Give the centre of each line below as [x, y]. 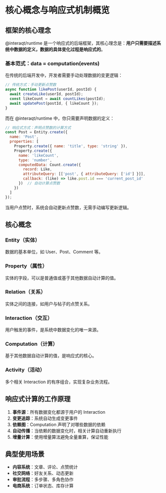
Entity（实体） [23, 240]
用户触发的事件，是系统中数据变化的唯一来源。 [53, 330]
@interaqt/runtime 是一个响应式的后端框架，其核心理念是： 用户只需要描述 [81, 43]
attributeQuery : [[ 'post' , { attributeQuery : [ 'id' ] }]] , [84, 174]
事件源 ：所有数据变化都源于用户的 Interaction [59, 412]
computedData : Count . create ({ [49, 165]
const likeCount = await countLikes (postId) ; [58, 99]
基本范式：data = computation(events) [52, 63]
